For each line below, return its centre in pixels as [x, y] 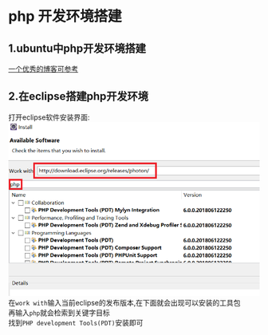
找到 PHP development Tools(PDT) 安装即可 [76, 322]
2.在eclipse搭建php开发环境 [79, 97]
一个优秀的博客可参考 [43, 69]
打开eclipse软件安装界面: [49, 117]
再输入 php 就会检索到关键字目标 [59, 313]
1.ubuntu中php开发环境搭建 [77, 48]
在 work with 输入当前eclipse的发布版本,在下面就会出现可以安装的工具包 [124, 302]
